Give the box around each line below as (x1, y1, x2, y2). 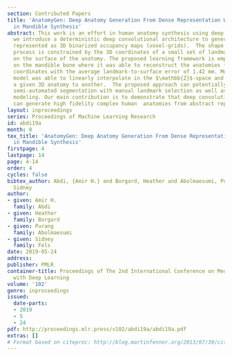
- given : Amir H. (7, 197, 57, 204)
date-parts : (13, 300, 48, 307)
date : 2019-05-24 (7, 249, 57, 256)
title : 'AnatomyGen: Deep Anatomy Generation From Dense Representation (7, 17, 221, 24)
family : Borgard (13, 216, 60, 223)
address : (7, 255, 32, 262)
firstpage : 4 (7, 145, 45, 152)
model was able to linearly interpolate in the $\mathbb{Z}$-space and (13, 74, 224, 82)
